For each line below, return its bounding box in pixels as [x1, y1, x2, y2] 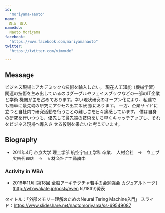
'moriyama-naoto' [9, 12, 45, 17]
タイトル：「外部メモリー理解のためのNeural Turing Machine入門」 [5, 196, 140, 202]
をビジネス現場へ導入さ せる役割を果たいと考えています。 [5, 121, 122, 127]
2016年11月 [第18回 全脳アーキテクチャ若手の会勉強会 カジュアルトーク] [12, 180, 157, 186]
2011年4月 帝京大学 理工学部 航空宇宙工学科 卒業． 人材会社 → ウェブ [12, 149, 160, 155]
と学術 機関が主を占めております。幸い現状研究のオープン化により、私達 [5, 97, 152, 103]
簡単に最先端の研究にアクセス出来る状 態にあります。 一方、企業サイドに [9, 103, 158, 108]
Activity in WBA [5, 168, 44, 175]
